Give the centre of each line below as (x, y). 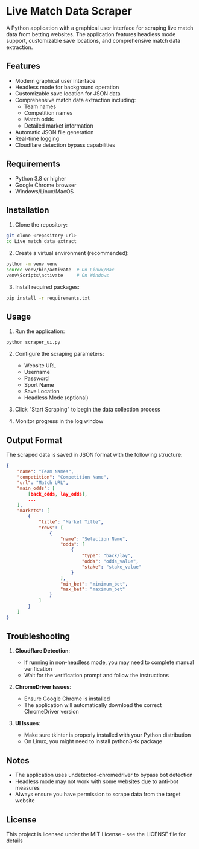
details (14, 841)
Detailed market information (58, 126)
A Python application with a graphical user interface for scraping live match (100, 28)
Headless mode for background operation (67, 87)
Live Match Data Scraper (69, 11)
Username (37, 372)
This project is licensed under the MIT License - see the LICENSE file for (96, 834)
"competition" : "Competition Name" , (63, 477)
